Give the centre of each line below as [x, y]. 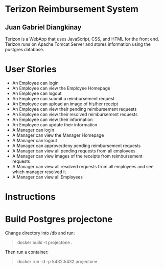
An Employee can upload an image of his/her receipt [65, 104]
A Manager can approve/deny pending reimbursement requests [76, 146]
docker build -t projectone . [45, 242]
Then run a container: [27, 252]
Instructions [30, 197]
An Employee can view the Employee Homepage [61, 88]
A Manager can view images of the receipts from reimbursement [77, 156]
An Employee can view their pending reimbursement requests [74, 109]
